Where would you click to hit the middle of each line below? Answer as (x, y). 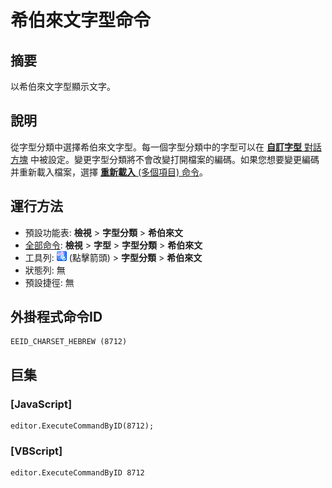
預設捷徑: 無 (49, 282)
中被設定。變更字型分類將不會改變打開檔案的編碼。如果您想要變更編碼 (174, 159)
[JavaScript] (41, 404)
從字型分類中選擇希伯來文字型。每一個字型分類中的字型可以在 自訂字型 (156, 147)
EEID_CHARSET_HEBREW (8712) (69, 342)
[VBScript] (36, 451)
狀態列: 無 (45, 270)
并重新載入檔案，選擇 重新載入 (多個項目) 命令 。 (109, 172)
